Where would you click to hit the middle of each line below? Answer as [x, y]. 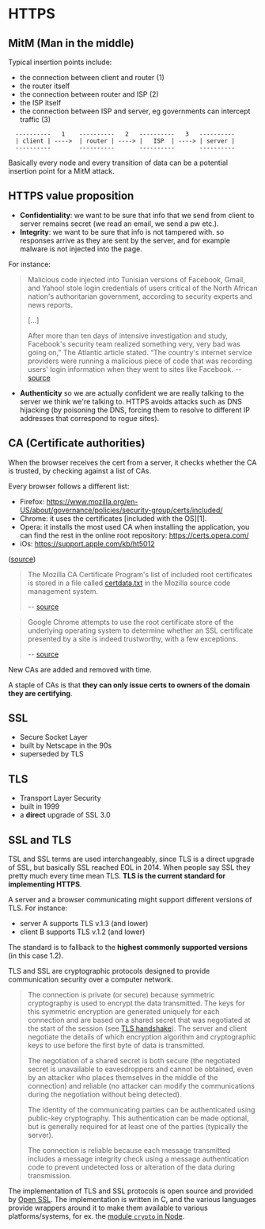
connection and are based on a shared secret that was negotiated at [139, 1020]
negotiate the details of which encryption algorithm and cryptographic [142, 1037]
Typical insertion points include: [60, 62]
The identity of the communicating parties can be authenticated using [141, 1110]
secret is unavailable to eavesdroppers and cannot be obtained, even [140, 1069]
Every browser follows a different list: [69, 486]
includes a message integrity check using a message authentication [138, 1159]
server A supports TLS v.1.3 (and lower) [84, 924]
